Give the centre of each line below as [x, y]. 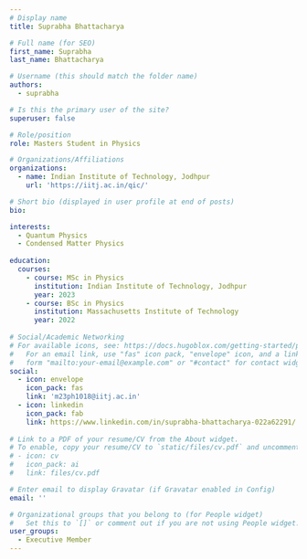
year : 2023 [54, 295]
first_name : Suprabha [51, 51]
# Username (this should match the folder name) [104, 77]
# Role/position [40, 135]
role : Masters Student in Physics [75, 143]
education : [30, 261]
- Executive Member [55, 540]
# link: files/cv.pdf [55, 473]
